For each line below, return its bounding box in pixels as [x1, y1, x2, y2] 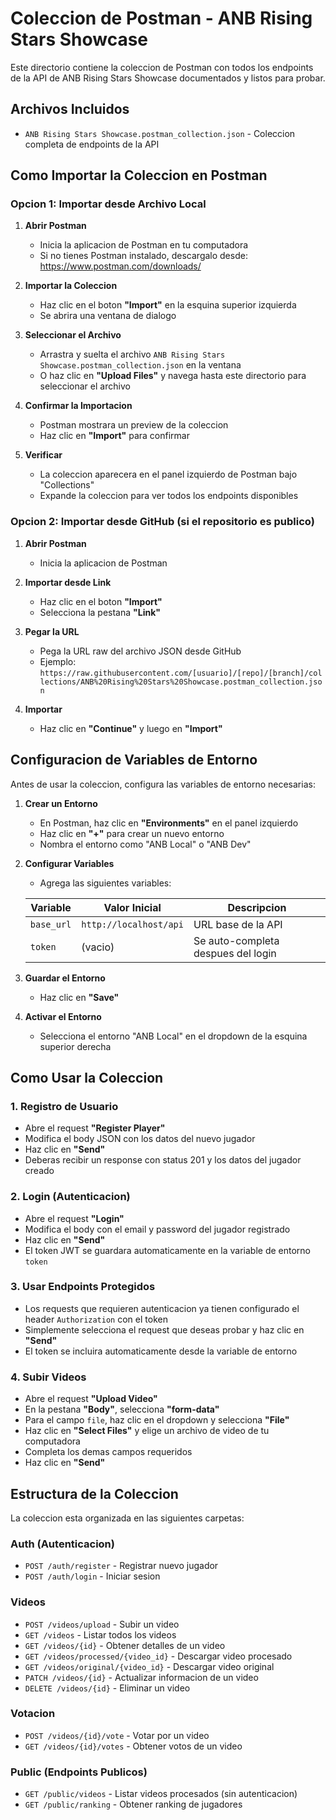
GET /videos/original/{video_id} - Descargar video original [24, 1660, 275, 1672]
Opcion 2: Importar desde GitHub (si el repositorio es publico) [10, 515, 315, 529]
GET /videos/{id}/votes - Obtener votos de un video [24, 1740, 243, 1752]
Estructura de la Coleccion [10, 1485, 179, 1502]
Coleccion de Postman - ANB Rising [10, 7, 313, 30]
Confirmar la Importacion [24, 400, 133, 412]
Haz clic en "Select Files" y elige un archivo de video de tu [24, 1425, 270, 1437]
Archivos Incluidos [10, 101, 130, 118]
